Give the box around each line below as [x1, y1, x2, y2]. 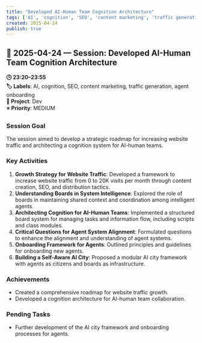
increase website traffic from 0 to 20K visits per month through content [14, 177, 192, 184]
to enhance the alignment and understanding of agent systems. [14, 234, 173, 241]
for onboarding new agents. [14, 247, 84, 255]
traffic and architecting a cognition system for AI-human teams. [6, 142, 164, 149]
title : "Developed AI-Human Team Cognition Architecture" [6, 8, 155, 15]
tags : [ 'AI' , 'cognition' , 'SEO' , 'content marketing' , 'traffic [6, 14, 174, 20]
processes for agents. [14, 330, 70, 338]
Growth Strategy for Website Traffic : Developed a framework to [14, 170, 176, 178]
